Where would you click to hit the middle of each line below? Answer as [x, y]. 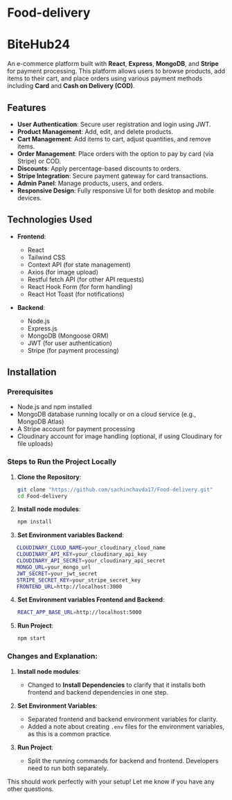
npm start [32, 638]
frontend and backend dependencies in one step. [98, 692]
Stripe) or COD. [39, 161]
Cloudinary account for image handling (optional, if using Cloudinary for [120, 436]
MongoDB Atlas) [41, 421]
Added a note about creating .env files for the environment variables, [126, 727]
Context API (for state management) [79, 264]
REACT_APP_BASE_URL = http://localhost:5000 [79, 612]
